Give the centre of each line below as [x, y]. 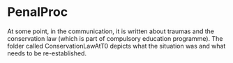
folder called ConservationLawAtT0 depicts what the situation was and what [116, 46]
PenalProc [38, 12]
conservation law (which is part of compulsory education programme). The [115, 38]
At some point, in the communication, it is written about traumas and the [111, 31]
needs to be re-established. [47, 53]
